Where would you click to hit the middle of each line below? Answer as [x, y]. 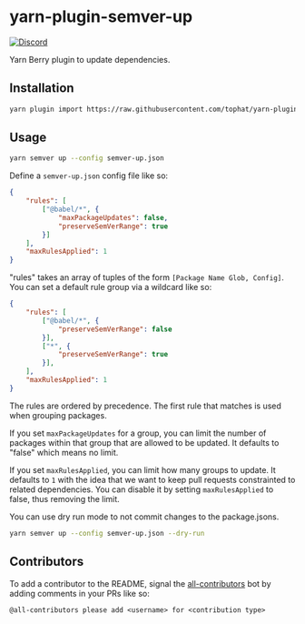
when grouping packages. [58, 415]
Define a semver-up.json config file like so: [89, 176]
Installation [42, 88]
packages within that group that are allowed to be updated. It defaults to [144, 442]
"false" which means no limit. [64, 452]
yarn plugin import [46, 109]
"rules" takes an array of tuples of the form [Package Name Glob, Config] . [147, 277]
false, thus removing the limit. [64, 498]
